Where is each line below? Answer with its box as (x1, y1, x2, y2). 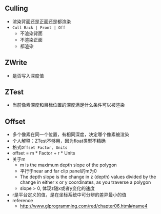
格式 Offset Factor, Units (12, 144, 68, 150)
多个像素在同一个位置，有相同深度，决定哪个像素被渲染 (12, 131, 129, 138)
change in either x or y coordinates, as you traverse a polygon (19, 179, 151, 185)
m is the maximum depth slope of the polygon (19, 162, 117, 168)
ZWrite (5, 59, 28, 67)
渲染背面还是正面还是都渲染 (12, 18, 71, 25)
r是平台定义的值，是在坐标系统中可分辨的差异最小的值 (12, 192, 127, 198)
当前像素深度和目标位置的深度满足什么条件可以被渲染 (12, 102, 125, 108)
